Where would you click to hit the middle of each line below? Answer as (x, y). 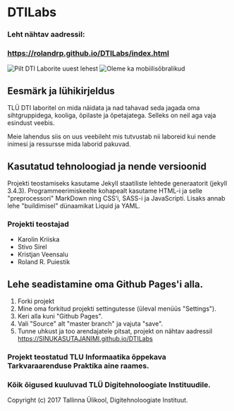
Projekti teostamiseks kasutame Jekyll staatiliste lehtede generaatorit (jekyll (117, 184)
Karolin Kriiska (38, 239)
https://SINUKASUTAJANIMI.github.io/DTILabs (85, 339)
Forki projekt (36, 302)
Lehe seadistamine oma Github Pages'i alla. (105, 284)
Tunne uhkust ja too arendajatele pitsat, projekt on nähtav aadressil (115, 331)
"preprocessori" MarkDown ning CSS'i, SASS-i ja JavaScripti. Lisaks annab (116, 198)
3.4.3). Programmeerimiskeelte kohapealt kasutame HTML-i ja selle (105, 191)
